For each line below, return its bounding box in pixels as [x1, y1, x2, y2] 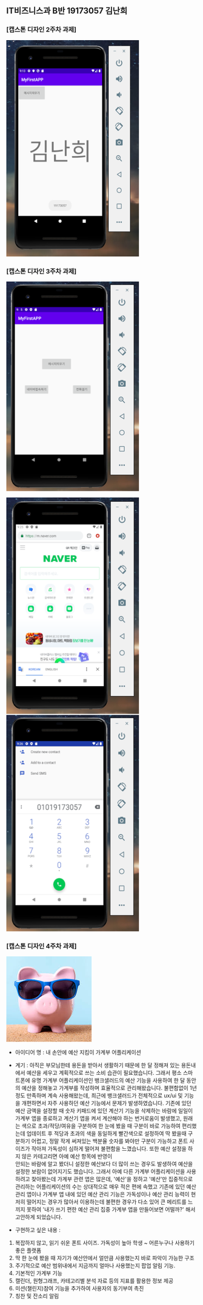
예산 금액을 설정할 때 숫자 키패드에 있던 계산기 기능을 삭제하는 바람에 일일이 [15, 1107, 193, 1114]
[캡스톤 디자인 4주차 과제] [6, 942, 77, 950]
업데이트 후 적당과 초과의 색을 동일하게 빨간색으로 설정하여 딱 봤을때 [26, 1130, 187, 1137]
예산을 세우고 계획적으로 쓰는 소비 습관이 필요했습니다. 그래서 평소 [26, 1069, 182, 1077]
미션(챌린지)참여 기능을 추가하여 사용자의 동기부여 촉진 [15, 1285, 144, 1292]
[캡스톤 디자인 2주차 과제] [6, 26, 77, 34]
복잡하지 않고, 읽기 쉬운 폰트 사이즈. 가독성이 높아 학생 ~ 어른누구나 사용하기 [15, 1239, 195, 1247]
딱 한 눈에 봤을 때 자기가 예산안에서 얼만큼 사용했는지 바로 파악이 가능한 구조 [15, 1255, 195, 1262]
